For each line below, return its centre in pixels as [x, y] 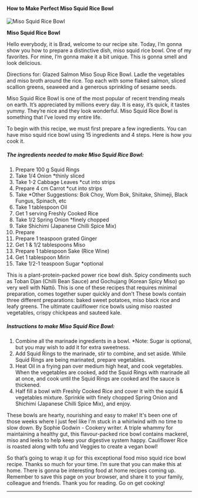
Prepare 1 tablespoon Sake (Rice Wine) [62, 251]
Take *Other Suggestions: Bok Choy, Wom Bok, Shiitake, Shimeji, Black [101, 195]
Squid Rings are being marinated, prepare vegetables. [80, 360]
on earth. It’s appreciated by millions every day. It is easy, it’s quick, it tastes [98, 105]
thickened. [28, 385]
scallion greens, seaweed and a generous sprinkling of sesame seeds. [92, 87]
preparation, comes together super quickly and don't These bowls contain [97, 294]
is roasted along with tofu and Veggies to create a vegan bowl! [82, 447]
